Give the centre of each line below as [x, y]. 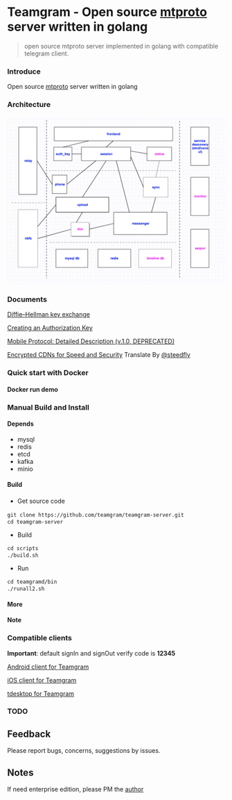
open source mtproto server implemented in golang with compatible [121, 46]
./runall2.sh [26, 589]
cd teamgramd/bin [32, 582]
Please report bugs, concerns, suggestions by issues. [84, 751]
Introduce [24, 72]
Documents [27, 299]
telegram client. [46, 53]
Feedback [29, 734]
